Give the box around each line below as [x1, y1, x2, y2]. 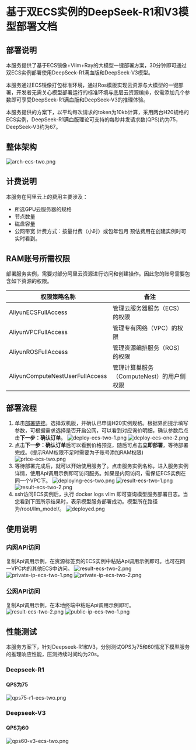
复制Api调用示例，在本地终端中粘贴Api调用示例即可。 [6, 602, 135, 609]
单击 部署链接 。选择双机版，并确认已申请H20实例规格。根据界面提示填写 [14, 420, 188, 427]
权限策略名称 [40, 293, 76, 301]
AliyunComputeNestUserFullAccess [9, 372, 107, 380]
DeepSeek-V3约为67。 [6, 124, 61, 130]
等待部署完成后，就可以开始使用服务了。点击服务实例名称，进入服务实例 [14, 462, 188, 469]
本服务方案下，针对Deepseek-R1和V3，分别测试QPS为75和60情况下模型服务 [6, 643, 190, 650]
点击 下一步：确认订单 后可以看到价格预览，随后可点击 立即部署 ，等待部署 [14, 442, 188, 449]
